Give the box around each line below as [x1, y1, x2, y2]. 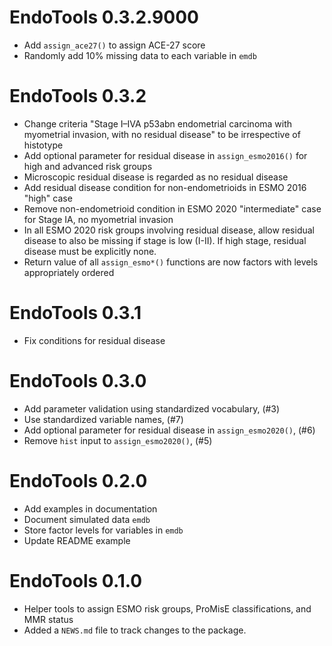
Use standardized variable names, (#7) [23, 413, 184, 425]
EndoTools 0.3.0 [9, 370, 147, 392]
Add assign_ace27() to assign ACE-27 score [23, 39, 206, 51]
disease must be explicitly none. [23, 245, 157, 257]
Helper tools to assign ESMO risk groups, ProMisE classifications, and [23, 602, 312, 615]
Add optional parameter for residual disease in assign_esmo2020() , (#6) [23, 424, 316, 436]
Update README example [23, 534, 131, 546]
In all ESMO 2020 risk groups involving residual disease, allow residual [23, 224, 315, 236]
